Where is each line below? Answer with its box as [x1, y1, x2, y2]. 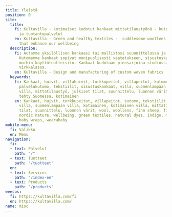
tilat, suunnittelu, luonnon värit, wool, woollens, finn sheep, [18, 108, 161, 113]
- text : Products [10, 179, 47, 185]
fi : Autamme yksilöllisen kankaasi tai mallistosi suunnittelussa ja [14, 50, 166, 56]
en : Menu [10, 132, 29, 137]
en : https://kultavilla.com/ [10, 198, 72, 204]
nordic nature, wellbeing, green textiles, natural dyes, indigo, [18, 113, 164, 118]
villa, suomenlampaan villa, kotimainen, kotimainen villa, [18, 103, 150, 109]
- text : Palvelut [10, 146, 47, 152]
